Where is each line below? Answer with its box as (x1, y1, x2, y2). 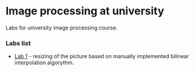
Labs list (5, 39, 31, 47)
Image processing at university (5, 4, 165, 18)
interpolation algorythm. (14, 59, 75, 67)
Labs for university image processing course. (5, 24, 118, 31)
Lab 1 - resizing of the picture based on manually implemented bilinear (14, 53, 189, 60)
